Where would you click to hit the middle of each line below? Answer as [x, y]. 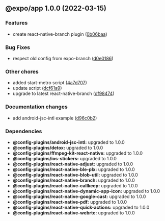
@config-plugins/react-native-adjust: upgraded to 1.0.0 [73, 164]
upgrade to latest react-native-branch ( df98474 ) [63, 93]
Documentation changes [36, 107]
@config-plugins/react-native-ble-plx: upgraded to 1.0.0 [74, 169]
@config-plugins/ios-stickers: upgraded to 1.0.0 [65, 158]
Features [17, 23]
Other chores [22, 71]
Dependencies [24, 131]
